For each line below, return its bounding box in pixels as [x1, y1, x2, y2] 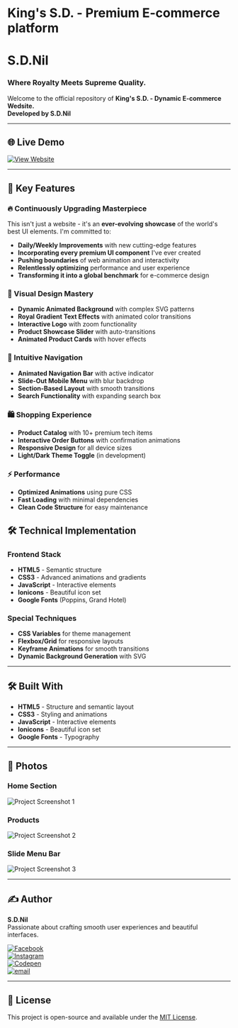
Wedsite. [7, 101, 35, 110]
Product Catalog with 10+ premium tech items [17, 429, 153, 437]
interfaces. [7, 931, 39, 939]
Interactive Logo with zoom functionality [17, 320, 137, 328]
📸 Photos [7, 760, 48, 772]
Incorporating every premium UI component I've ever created [17, 248, 201, 257]
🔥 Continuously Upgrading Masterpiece [7, 204, 147, 214]
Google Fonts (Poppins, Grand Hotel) [17, 596, 127, 604]
